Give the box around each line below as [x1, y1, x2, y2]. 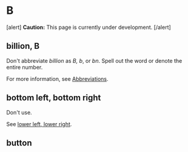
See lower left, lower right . [6, 120, 72, 127]
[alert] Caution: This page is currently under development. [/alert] [6, 24, 171, 31]
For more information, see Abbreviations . [6, 75, 109, 82]
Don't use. [6, 109, 32, 116]
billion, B [6, 41, 40, 51]
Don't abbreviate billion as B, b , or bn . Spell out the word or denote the [6, 57, 183, 64]
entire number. [6, 63, 43, 71]
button [6, 138, 32, 148]
